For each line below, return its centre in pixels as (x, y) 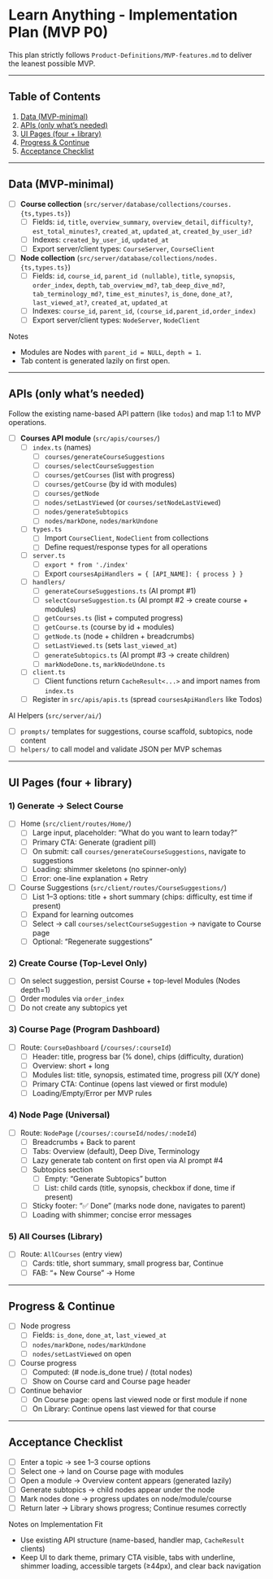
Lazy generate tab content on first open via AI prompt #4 (128, 1160)
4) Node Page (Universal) (59, 1115)
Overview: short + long (71, 1065)
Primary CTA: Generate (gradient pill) (94, 842)
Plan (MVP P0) (58, 32)
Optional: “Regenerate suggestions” (92, 941)
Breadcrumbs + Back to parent (84, 1142)
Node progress (45, 1326)
